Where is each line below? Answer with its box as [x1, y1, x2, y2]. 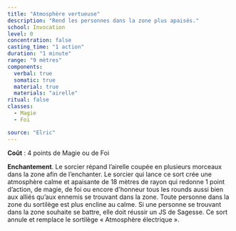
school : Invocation [7, 23, 66, 31]
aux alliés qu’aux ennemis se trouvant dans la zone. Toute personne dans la [7, 193, 230, 201]
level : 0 [7, 30, 34, 38]
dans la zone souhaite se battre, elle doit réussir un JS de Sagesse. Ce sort [7, 208, 228, 216]
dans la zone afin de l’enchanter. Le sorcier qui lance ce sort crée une [7, 170, 212, 178]
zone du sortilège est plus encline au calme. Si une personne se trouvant [7, 200, 222, 208]
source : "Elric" [7, 129, 56, 136]
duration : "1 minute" [7, 50, 72, 58]
